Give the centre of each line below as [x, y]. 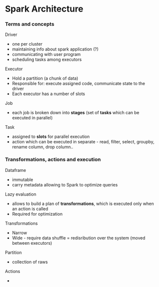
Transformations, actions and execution [53, 160]
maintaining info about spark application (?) [55, 49]
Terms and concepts [30, 24]
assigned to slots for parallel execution [51, 136]
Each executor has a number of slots [49, 94]
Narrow [20, 233]
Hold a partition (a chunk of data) [45, 78]
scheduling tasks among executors [47, 60]
